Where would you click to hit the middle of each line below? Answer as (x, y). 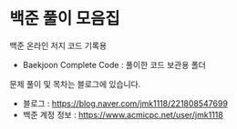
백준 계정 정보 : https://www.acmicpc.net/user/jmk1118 (123, 114)
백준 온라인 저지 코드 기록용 (58, 45)
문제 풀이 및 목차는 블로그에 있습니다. (75, 84)
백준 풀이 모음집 (65, 19)
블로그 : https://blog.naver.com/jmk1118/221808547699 (125, 103)
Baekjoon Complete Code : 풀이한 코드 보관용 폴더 (114, 64)
